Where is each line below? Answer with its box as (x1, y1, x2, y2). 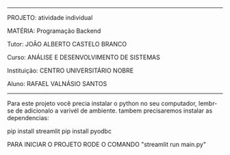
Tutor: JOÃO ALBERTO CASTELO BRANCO (7, 40, 127, 48)
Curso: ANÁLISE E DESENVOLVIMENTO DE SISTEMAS (7, 53, 161, 61)
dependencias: (7, 114, 49, 122)
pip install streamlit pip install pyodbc (7, 127, 112, 135)
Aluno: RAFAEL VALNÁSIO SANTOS (7, 80, 107, 87)
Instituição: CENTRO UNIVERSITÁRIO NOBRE (7, 66, 134, 74)
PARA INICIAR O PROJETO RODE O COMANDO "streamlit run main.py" (7, 141, 207, 148)
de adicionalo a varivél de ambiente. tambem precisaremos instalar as (15, 107, 213, 115)
